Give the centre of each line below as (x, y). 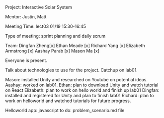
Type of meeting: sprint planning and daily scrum (55, 36)
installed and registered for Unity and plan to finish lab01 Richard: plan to (80, 95)
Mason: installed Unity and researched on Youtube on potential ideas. (77, 80)
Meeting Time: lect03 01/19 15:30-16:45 (45, 26)
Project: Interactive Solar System (39, 7)
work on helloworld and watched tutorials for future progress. (68, 101)
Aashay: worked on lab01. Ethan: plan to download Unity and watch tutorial (82, 85)
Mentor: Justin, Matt (26, 17)
